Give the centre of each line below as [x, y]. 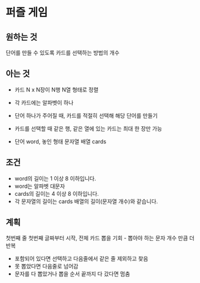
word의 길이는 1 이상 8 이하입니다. [55, 178]
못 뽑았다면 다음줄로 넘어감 [46, 267]
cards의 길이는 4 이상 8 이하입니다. [56, 193]
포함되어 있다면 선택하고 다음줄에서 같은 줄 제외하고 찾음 [81, 259]
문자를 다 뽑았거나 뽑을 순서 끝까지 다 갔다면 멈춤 [72, 274]
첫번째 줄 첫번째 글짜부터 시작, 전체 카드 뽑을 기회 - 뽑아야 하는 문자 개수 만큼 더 [100, 238]
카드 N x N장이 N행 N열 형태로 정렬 [56, 90]
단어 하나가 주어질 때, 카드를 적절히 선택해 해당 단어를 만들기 [86, 115]
